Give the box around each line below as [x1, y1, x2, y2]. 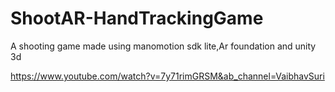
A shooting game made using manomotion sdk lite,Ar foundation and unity [10, 40, 317, 52]
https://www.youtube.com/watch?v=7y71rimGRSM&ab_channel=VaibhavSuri [10, 70, 325, 82]
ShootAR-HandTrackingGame [10, 7, 264, 30]
